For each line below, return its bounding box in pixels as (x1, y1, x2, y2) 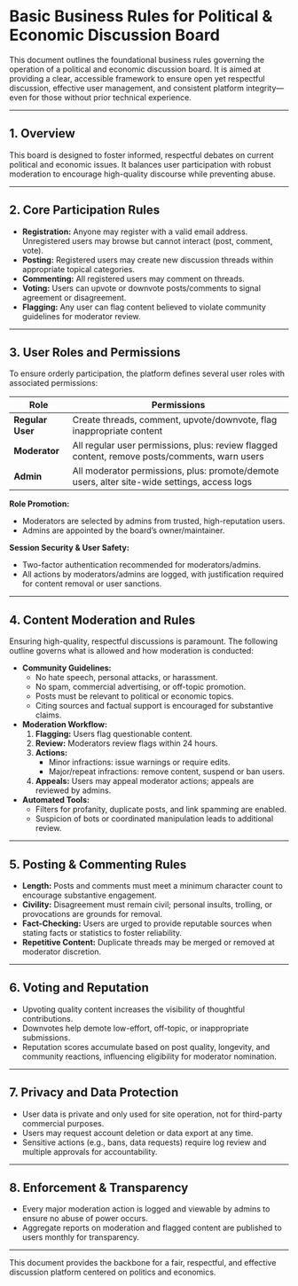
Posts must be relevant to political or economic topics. (35, 691, 234, 702)
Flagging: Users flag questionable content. (35, 729, 193, 740)
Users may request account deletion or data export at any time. (21, 1127, 254, 1138)
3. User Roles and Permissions (9, 344, 181, 360)
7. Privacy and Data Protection (9, 1085, 179, 1101)
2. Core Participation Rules (9, 202, 161, 218)
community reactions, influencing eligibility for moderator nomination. (21, 1051, 278, 1062)
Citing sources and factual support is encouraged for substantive (35, 701, 274, 711)
